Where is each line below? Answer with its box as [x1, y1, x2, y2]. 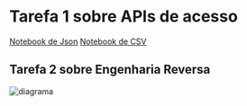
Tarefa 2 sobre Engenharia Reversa [9, 62, 211, 77]
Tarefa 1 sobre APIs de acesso [9, 6, 239, 27]
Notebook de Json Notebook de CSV [9, 36, 147, 47]
